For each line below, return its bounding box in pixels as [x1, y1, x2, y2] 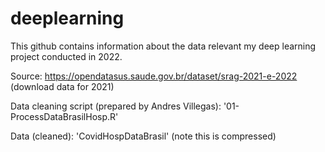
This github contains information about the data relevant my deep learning [10, 40, 317, 52]
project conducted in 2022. [10, 50, 123, 62]
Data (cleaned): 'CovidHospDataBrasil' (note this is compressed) [10, 130, 277, 142]
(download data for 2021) [10, 80, 115, 92]
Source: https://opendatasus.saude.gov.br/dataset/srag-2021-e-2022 [10, 70, 298, 82]
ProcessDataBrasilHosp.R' [10, 110, 119, 122]
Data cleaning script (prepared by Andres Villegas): [10, 100, 222, 112]
